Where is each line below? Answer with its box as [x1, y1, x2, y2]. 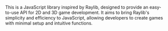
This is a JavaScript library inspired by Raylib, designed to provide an [5, 4, 148, 10]
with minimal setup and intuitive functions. [5, 20, 93, 26]
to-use [5, 9, 19, 15]
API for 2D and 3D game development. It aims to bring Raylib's [20, 9, 149, 15]
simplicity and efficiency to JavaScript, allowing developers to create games [5, 15, 163, 20]
